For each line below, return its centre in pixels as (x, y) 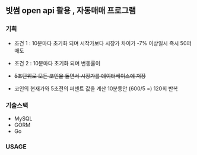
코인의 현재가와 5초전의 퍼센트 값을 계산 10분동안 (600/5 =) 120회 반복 (96, 88)
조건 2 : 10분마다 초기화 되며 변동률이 (57, 63)
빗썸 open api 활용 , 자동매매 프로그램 (71, 11)
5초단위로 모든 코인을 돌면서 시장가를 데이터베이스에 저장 (80, 75)
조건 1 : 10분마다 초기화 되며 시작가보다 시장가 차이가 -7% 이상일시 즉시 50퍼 (103, 43)
